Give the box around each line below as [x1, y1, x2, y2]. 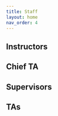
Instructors [6, 41, 48, 51]
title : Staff [6, 8, 38, 15]
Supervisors [6, 82, 52, 92]
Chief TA [6, 62, 39, 72]
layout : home [6, 14, 38, 20]
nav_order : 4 [6, 20, 38, 25]
